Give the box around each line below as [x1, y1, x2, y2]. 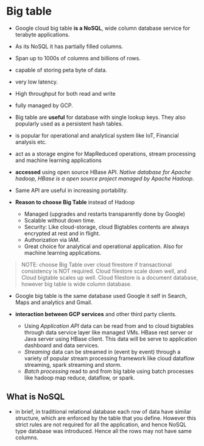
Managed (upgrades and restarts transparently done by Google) [24, 210, 186, 218]
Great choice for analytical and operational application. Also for [24, 242, 183, 250]
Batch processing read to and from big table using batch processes [24, 367, 194, 375]
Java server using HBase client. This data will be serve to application [24, 335, 197, 342]
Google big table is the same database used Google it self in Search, [15, 292, 188, 299]
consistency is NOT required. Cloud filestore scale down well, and [21, 267, 187, 275]
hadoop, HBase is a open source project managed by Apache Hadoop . [15, 175, 194, 182]
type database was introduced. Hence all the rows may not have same [15, 427, 192, 434]
